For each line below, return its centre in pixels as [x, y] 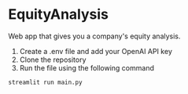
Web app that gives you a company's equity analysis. [94, 36]
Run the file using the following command [87, 67]
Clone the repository [53, 60]
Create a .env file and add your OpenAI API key [96, 51]
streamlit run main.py [45, 82]
